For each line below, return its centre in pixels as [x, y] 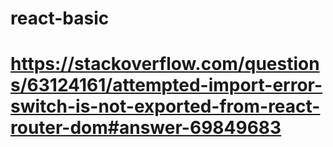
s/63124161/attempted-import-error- [166, 85]
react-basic [60, 18]
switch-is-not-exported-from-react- [165, 106]
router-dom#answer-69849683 [146, 128]
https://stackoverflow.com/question [165, 64]
